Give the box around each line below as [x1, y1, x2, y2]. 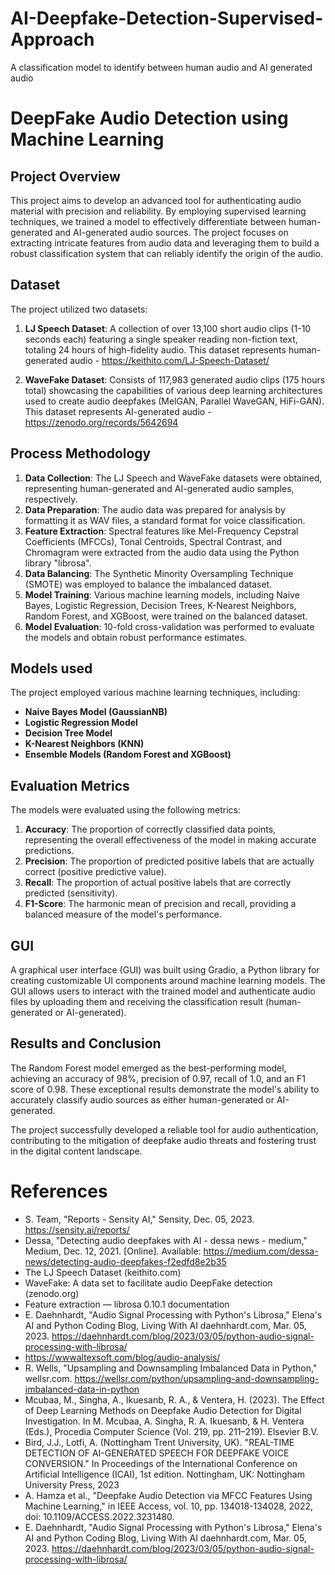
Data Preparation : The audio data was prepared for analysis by [24, 503, 286, 516]
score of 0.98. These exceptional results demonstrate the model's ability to [10, 1083, 320, 1095]
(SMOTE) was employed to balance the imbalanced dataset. [24, 578, 273, 590]
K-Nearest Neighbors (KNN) [24, 738, 145, 750]
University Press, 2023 [24, 1478, 120, 1491]
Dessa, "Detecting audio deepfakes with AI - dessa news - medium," [24, 1234, 308, 1246]
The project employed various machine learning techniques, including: [10, 687, 301, 699]
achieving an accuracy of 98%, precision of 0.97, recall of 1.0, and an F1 [10, 1072, 306, 1084]
